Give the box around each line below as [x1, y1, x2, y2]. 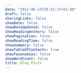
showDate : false [5, 20, 38, 25]
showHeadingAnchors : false [5, 29, 59, 34]
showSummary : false [5, 43, 44, 48]
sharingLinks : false [5, 16, 47, 21]
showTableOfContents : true [5, 47, 59, 52]
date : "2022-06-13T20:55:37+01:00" [5, 7, 77, 12]
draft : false [5, 12, 31, 16]
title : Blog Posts [5, 61, 42, 65]
